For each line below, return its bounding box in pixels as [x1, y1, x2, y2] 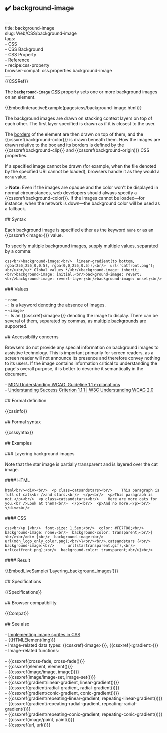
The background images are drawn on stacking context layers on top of [5, 115, 153, 121]
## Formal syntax [5, 419, 41, 425]
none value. [5, 174, 28, 180]
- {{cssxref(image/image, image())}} [5, 669, 80, 675]
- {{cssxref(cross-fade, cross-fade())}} [5, 658, 85, 664]
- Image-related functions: [5, 647, 59, 653]
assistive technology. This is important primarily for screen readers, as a [5, 349, 154, 356]
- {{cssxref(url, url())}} [5, 722, 51, 728]
